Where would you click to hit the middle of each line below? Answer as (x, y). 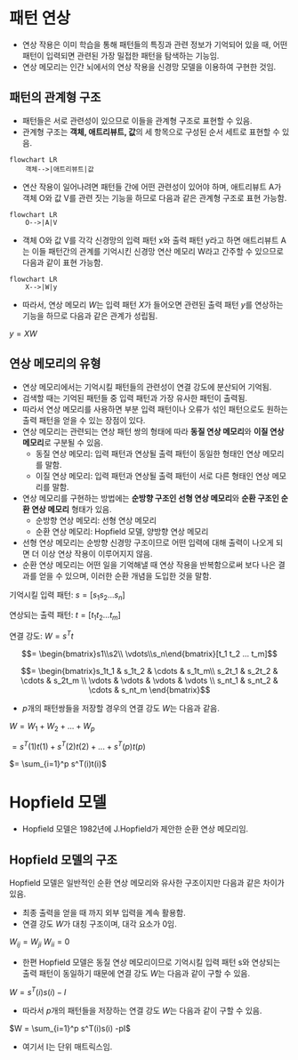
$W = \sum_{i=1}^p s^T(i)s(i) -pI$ (70, 1029)
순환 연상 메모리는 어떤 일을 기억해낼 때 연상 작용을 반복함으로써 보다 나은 (149, 565)
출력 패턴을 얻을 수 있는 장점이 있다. (84, 420)
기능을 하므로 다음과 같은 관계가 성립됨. (90, 316)
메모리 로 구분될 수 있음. (63, 442)
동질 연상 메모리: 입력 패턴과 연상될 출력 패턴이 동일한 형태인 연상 (148, 454)
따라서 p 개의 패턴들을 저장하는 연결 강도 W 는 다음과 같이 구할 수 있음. (142, 1011)
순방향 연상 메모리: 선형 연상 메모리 (96, 520)
